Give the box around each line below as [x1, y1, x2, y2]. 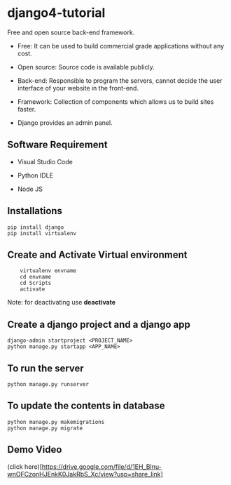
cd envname [20, 274, 52, 281]
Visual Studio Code [17, 157, 73, 166]
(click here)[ [7, 462, 43, 471]
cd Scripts [20, 279, 52, 287]
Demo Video [7, 444, 62, 456]
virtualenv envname [20, 267, 77, 274]
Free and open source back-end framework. [7, 28, 135, 36]
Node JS [17, 185, 43, 193]
